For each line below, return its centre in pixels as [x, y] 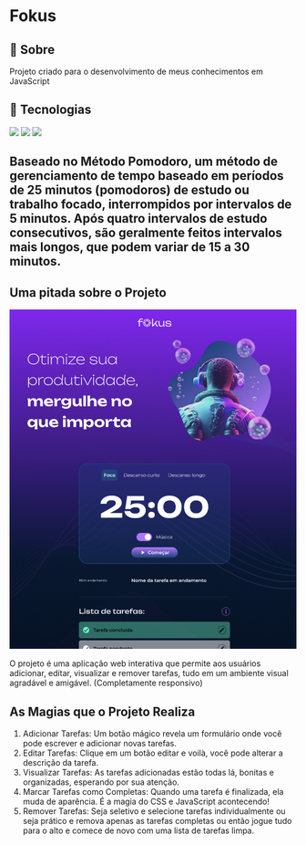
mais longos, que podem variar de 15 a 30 [130, 247]
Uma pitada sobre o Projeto [88, 292]
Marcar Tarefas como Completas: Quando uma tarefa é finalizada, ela [153, 792]
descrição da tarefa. [60, 763]
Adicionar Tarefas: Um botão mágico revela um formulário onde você [152, 734]
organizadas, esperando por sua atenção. [101, 782]
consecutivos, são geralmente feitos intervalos [146, 233]
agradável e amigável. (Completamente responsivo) [106, 683]
